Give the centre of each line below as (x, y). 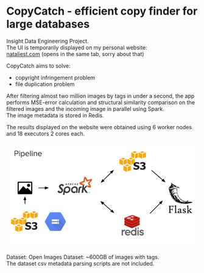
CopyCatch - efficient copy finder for (102, 11)
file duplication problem (45, 84)
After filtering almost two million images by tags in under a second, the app (100, 96)
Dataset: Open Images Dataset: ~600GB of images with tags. (83, 257)
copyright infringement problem (55, 77)
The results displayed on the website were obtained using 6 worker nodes (99, 127)
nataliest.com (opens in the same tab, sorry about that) (75, 54)
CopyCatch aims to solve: (39, 66)
